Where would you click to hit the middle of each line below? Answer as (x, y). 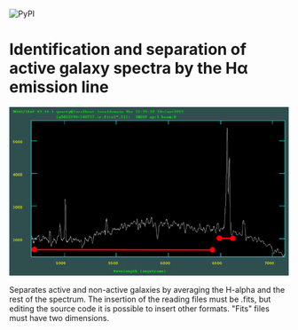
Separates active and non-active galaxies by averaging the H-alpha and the (147, 289)
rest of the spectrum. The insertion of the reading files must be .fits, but (140, 299)
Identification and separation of (128, 50)
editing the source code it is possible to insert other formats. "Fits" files (140, 308)
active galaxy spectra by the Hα (129, 69)
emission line (59, 87)
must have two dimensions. (59, 318)
